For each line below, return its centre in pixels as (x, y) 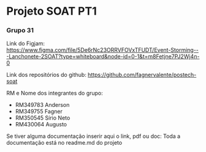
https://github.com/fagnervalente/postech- (142, 75)
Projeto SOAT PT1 (51, 11)
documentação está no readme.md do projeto (64, 143)
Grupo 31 (20, 31)
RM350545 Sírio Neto (43, 118)
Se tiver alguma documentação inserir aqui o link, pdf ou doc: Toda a (93, 136)
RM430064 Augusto (41, 125)
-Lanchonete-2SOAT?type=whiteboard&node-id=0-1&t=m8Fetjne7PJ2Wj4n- (103, 57)
